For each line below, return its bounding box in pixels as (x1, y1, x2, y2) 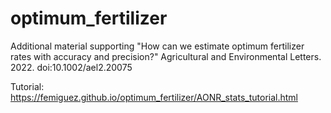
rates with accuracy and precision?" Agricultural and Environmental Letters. (10, 50, 322, 62)
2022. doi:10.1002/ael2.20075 (10, 61, 133, 73)
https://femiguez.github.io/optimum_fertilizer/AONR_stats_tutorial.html (10, 91, 298, 103)
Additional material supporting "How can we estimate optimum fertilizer (10, 40, 305, 52)
